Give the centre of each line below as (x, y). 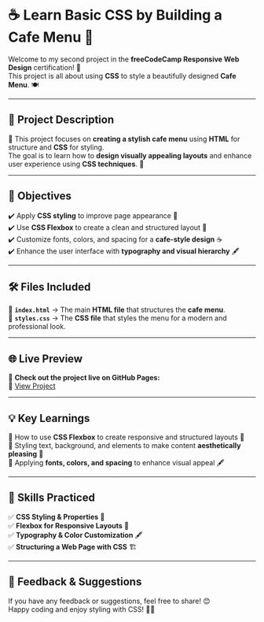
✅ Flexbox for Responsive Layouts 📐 (69, 525)
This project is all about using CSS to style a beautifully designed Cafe (123, 76)
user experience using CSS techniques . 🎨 (76, 164)
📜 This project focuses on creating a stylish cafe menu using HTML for (124, 139)
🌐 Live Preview (46, 359)
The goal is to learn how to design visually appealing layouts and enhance (130, 155)
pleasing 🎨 (26, 454)
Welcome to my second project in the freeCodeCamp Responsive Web (124, 59)
